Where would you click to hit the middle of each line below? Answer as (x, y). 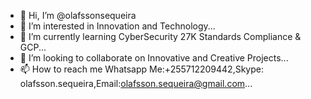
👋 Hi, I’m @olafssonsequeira (78, 15)
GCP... (33, 47)
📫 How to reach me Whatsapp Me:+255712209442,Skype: (141, 69)
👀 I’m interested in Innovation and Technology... (117, 26)
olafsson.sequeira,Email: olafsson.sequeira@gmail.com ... (136, 83)
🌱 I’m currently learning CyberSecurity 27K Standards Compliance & (160, 36)
